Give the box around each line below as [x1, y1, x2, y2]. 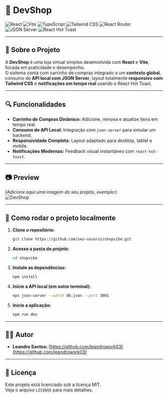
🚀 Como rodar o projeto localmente [5, 213, 116, 222]
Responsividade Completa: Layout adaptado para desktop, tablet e [12, 138, 152, 144]
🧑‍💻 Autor [5, 330, 34, 339]
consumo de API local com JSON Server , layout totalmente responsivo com [5, 75, 163, 81]
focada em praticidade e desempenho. [5, 64, 85, 70]
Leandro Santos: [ [12, 344, 51, 350]
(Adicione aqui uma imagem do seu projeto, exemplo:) [5, 189, 117, 195]
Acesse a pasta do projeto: [12, 246, 69, 252]
